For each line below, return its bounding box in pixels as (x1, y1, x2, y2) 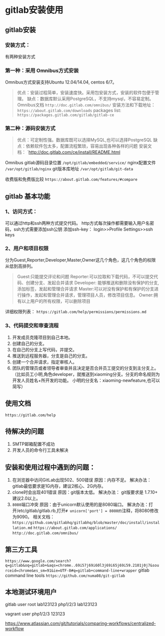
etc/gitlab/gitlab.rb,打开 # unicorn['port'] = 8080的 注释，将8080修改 (18, 508, 159, 514)
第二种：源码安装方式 (5, 125, 55, 132)
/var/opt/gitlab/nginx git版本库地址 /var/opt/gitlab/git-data (5, 166, 134, 172)
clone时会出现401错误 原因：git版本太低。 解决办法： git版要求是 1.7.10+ (12, 490, 158, 495)
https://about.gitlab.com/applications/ (33, 525, 117, 531)
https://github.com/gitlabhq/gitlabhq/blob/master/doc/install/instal (12, 520, 160, 525)
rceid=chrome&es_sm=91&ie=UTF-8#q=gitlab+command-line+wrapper (5, 568, 137, 573)
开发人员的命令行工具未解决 (12, 447, 69, 453)
